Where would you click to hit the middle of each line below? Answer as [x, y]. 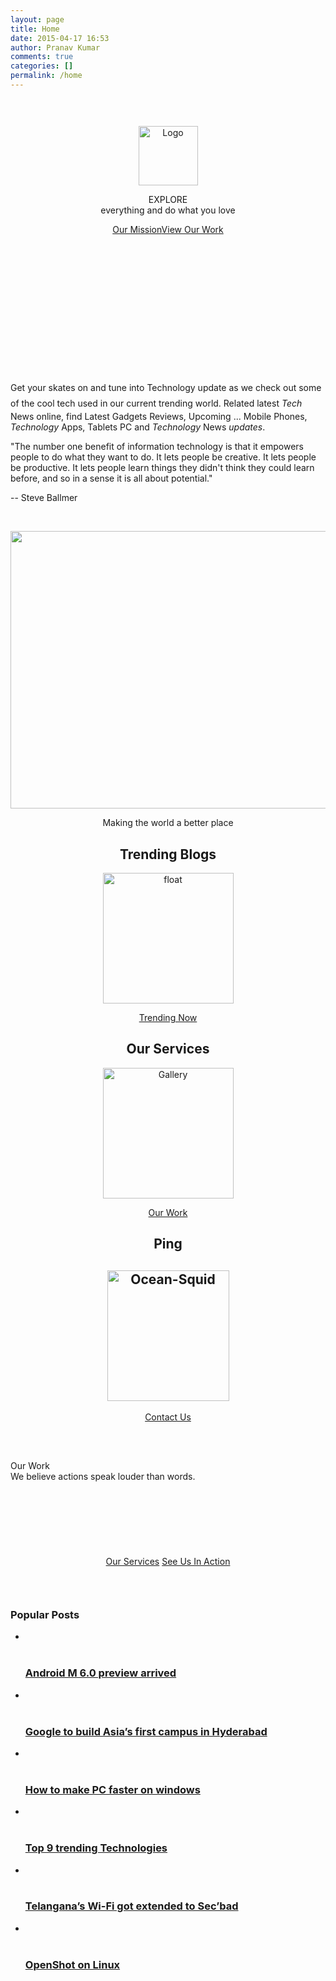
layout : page [37, 19]
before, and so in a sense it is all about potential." [111, 478]
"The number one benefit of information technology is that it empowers [157, 447]
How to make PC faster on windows [112, 1789]
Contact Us [168, 1417]
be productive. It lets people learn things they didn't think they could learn [162, 468]
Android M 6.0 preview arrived [100, 1673]
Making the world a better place [168, 823]
